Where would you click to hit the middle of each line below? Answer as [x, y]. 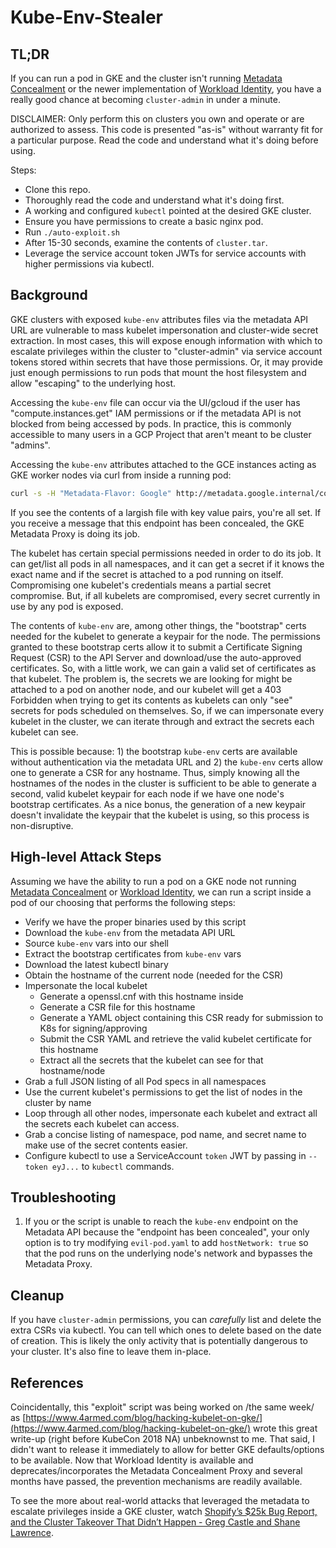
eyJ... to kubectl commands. [113, 1166]
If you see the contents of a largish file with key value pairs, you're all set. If [166, 512]
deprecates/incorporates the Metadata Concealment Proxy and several [156, 1470]
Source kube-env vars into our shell [97, 943]
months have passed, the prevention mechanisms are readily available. [156, 1481]
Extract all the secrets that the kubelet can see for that [151, 1060]
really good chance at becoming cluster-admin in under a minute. [145, 99]
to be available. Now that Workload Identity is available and [132, 1460]
